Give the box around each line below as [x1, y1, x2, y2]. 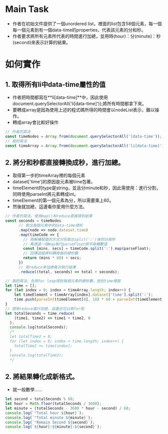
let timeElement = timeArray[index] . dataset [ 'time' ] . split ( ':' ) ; [14, 292, 153, 298]
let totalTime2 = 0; [9, 334, 52, 339]
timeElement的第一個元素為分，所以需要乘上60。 [12, 197, 114, 203]
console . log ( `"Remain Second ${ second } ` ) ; [5, 420, 95, 425]
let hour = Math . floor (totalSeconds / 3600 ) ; [5, 401, 101, 407]
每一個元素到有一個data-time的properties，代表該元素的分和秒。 [12, 26, 146, 33]
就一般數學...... [12, 387, 42, 393]
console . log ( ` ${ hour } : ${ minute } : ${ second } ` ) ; [5, 425, 102, 430]
